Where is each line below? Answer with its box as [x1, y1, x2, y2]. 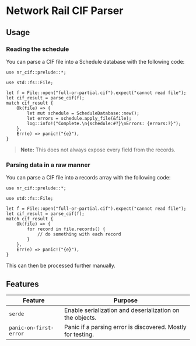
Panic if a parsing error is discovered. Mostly [64, 323, 187, 331]
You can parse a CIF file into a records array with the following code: [6, 174, 171, 181]
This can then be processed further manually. [6, 262, 116, 269]
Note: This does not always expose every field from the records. [20, 146, 176, 153]
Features [6, 279, 39, 289]
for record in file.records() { [27, 226, 106, 232]
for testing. [64, 330, 94, 338]
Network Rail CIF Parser [6, 4, 124, 18]
